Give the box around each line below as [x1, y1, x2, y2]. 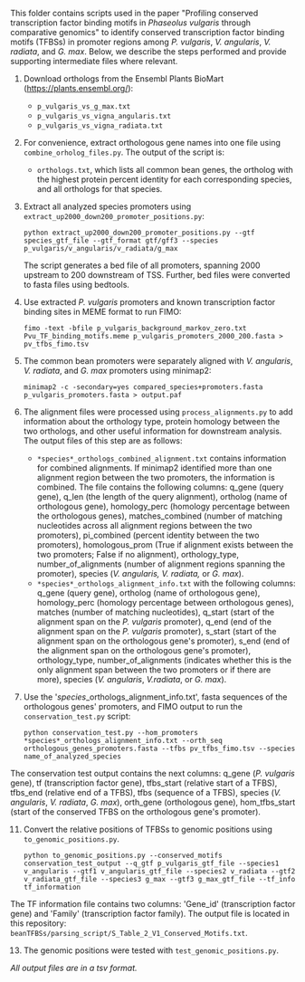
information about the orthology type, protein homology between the [23, 416, 281, 426]
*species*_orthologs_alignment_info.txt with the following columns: [36, 578, 296, 588]
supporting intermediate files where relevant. [10, 56, 178, 66]
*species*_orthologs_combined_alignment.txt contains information [36, 453, 287, 463]
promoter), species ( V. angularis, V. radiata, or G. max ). [36, 568, 244, 578]
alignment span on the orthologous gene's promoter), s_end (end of [36, 635, 291, 646]
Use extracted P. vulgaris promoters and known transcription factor [23, 297, 276, 307]
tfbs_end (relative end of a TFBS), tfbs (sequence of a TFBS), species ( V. [10, 787, 281, 797]
